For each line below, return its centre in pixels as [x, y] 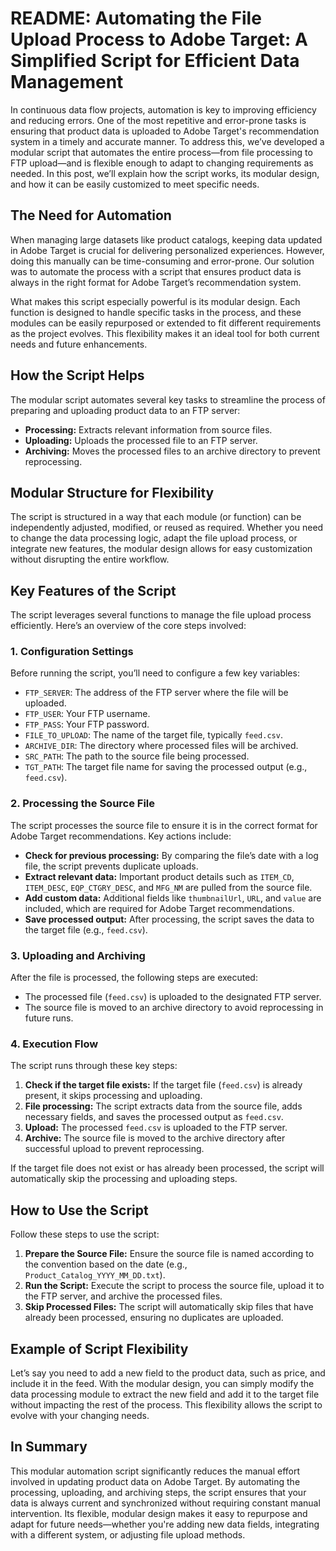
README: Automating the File [136, 18]
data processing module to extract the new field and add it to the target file [165, 1394]
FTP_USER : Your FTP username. [87, 714]
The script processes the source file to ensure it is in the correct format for [164, 825]
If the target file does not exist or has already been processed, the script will [167, 1168]
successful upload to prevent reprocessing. [114, 1149]
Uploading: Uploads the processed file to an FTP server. [141, 440]
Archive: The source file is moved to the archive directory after [155, 1138]
